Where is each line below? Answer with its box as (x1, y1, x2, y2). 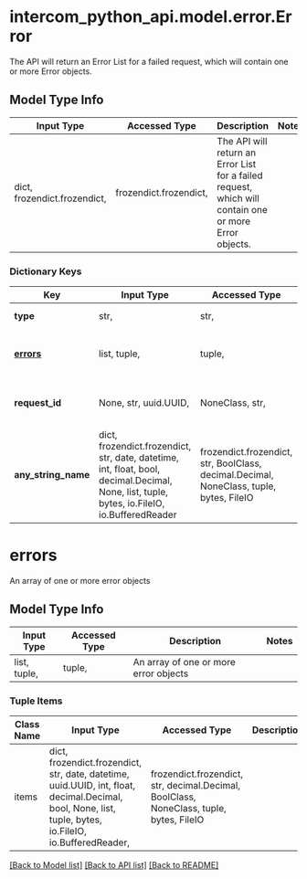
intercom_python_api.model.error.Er (9, 6, 292, 27)
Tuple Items (9, 694, 63, 707)
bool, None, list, (48, 802, 116, 815)
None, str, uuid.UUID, (99, 397, 190, 409)
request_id (14, 397, 62, 409)
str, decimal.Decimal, (150, 779, 240, 792)
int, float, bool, (99, 463, 160, 476)
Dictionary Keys (9, 265, 82, 278)
